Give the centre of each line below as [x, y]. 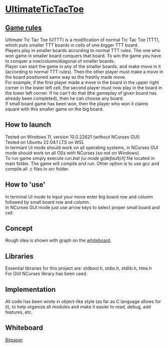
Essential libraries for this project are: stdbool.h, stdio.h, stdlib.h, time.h [78, 268]
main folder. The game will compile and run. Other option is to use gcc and [82, 163]
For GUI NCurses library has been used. [46, 274]
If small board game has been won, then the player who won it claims [77, 104]
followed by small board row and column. [48, 202]
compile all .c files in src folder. [37, 168]
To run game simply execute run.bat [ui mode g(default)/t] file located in [80, 158]
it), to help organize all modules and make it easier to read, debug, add [78, 307]
